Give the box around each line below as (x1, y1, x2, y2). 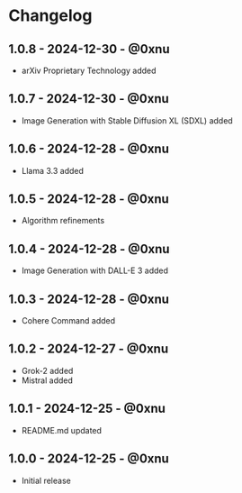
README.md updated (21, 425, 103, 435)
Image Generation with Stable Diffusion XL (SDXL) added (21, 114, 233, 126)
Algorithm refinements (21, 215, 105, 226)
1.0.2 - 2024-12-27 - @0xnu (8, 342, 169, 357)
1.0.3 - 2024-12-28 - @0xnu (8, 291, 170, 306)
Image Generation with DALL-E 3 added (21, 265, 168, 276)
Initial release (21, 475, 71, 486)
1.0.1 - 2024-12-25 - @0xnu (8, 401, 166, 416)
